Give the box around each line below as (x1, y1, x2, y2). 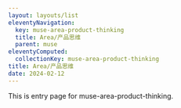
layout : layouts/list (8, 11, 79, 20)
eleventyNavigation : (8, 19, 76, 27)
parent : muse (15, 41, 58, 49)
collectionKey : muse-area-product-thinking (15, 56, 159, 63)
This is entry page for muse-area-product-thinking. (8, 91, 174, 100)
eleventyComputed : (8, 48, 68, 56)
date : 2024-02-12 (8, 70, 65, 77)
